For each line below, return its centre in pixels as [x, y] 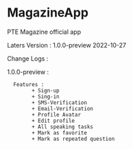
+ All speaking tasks [63, 127]
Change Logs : [28, 58]
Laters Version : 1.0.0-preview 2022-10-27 [67, 45]
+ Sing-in [46, 97]
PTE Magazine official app [44, 32]
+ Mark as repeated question [73, 139]
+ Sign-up [46, 90]
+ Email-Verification [63, 108]
